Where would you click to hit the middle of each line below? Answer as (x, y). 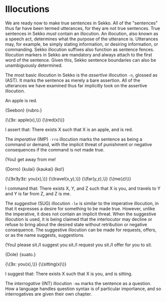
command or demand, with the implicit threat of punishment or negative (79, 144)
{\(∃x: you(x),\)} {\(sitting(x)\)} (36, 264)
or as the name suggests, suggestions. (45, 235)
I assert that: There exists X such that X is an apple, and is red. (69, 129)
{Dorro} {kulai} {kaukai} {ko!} (35, 169)
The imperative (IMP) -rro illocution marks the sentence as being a (74, 139)
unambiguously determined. (34, 65)
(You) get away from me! (31, 159)
